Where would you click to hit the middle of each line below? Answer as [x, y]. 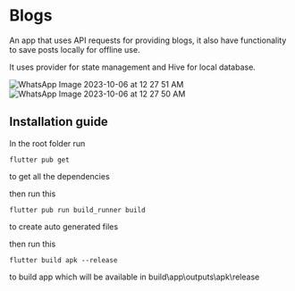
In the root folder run [47, 143]
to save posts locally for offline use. [75, 49]
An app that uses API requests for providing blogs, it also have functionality [148, 40]
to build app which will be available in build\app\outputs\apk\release [135, 277]
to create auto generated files [64, 226]
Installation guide [59, 122]
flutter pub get [39, 160]
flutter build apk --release [63, 260]
